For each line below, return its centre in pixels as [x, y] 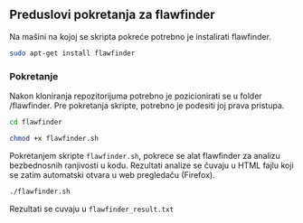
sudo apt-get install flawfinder [72, 53]
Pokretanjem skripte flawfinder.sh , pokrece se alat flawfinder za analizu [145, 155]
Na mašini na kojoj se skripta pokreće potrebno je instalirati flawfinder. [140, 36]
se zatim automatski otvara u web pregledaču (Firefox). [112, 174]
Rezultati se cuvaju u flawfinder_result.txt [92, 209]
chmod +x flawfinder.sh [54, 138]
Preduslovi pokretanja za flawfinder [112, 15]
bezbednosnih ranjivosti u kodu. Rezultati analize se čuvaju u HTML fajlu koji [151, 165]
